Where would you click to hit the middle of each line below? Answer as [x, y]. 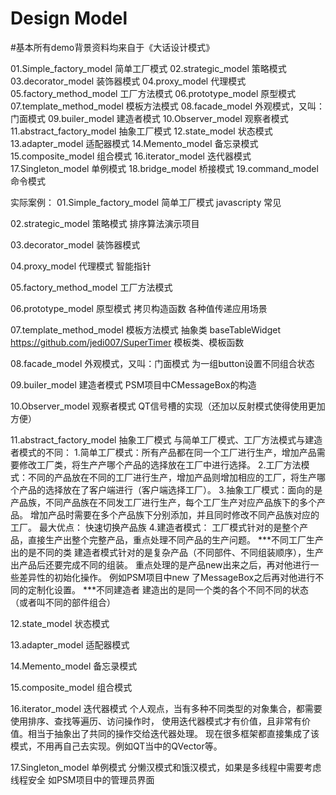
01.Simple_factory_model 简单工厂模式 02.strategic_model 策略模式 [148, 68]
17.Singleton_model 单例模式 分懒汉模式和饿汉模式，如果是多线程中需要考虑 [166, 767]
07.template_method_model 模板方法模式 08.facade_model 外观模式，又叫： [168, 106]
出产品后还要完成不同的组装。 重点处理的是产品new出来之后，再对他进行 [160, 564]
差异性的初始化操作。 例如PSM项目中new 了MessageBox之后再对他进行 [167, 577]
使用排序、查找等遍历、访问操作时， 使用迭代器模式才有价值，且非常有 [156, 721]
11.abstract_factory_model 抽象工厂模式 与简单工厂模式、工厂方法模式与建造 [166, 439]
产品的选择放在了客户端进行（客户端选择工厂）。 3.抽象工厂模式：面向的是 [170, 489]
